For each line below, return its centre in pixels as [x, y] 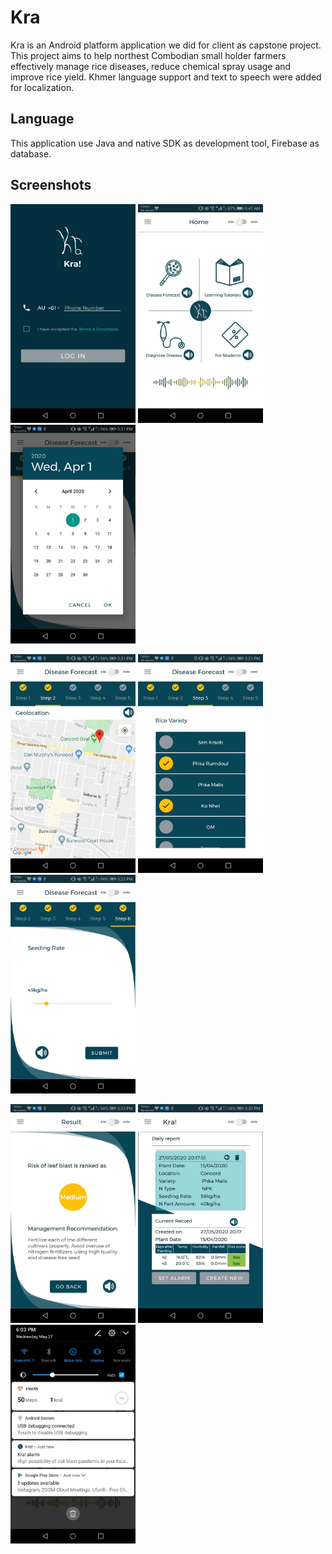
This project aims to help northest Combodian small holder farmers [148, 55]
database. [31, 153]
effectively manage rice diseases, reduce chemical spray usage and [151, 66]
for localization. [42, 87]
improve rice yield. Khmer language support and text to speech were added [166, 77]
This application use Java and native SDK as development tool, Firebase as [165, 143]
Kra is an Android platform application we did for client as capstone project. [166, 45]
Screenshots [51, 185]
